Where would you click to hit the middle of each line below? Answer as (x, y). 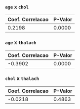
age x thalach (21, 43)
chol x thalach (22, 78)
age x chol (17, 7)
